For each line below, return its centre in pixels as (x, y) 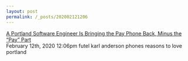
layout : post (22, 11)
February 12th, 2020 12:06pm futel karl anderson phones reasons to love (94, 46)
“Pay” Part (19, 40)
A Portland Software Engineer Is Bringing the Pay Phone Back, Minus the (94, 33)
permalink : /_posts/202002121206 (47, 17)
